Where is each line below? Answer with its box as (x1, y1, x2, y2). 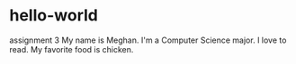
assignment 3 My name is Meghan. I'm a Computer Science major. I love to (9, 35, 287, 45)
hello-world (9, 5, 99, 26)
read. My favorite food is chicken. (9, 44, 134, 54)
